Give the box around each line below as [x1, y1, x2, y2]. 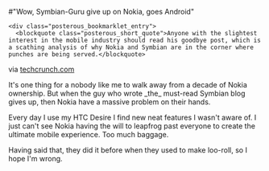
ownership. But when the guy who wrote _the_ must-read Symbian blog [8, 88, 246, 98]
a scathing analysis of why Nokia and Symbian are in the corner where [8, 43, 254, 51]
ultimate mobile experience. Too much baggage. [8, 130, 169, 139]
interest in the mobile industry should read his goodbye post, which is [8, 36, 262, 44]
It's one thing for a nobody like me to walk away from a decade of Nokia [8, 80, 248, 89]
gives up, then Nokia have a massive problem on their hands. [8, 97, 211, 107]
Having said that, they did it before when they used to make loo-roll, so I [8, 145, 248, 155]
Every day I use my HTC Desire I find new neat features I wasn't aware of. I [8, 112, 257, 122]
